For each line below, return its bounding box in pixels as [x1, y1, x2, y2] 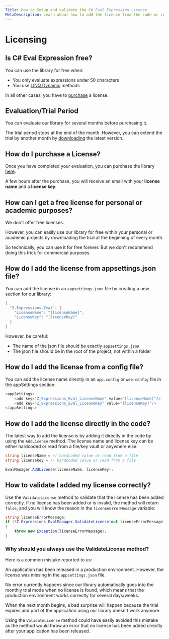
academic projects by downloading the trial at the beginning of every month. [5, 234, 164, 240]
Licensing [5, 34, 47, 45]
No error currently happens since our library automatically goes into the [5, 582, 154, 588]
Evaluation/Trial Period [5, 106, 79, 115]
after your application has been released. [5, 628, 91, 634]
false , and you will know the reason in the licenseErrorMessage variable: [5, 505, 155, 511]
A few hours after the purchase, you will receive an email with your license [5, 178, 160, 184]
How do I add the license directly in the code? [5, 419, 151, 428]
